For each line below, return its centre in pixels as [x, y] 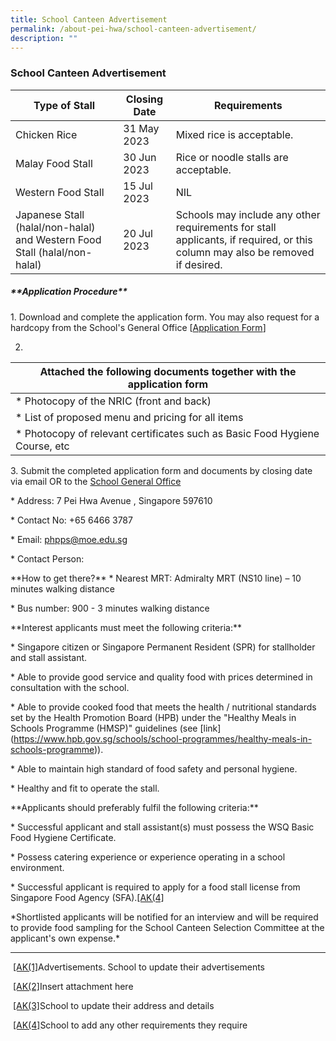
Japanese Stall [50, 214]
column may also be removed [245, 252]
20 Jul [138, 233]
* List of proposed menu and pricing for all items [129, 417]
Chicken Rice [46, 134]
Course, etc [42, 446]
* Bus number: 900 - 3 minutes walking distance [110, 608]
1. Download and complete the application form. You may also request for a [165, 317]
